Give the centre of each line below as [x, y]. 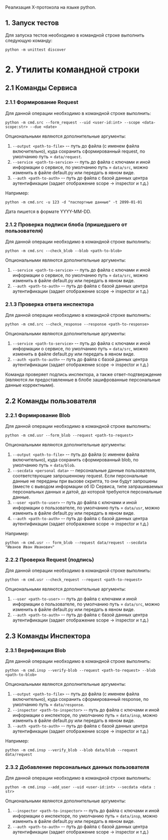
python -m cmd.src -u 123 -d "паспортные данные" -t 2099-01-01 [74, 202]
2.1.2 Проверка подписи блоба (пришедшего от [66, 224]
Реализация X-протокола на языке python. [51, 7]
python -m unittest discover [36, 50]
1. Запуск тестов [32, 23]
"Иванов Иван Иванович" [30, 547]
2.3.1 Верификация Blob [36, 650]
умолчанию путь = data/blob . [44, 465]
